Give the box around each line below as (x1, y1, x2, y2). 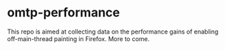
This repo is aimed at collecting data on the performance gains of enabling (7, 27, 219, 36)
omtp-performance (7, 5, 120, 21)
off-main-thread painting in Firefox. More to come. (7, 34, 150, 42)
